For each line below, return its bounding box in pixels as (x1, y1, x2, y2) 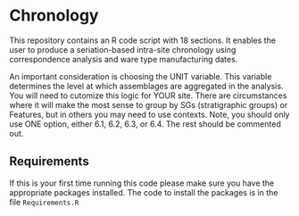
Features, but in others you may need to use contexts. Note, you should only (9, 109, 290, 120)
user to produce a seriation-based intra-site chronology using (9, 44, 237, 54)
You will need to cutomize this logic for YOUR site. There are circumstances (9, 90, 287, 101)
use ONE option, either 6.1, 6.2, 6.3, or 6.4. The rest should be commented (9, 118, 281, 129)
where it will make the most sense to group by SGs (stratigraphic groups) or (9, 99, 288, 110)
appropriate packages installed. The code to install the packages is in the (9, 187, 278, 197)
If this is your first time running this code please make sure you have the (9, 178, 275, 188)
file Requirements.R (9, 196, 79, 207)
